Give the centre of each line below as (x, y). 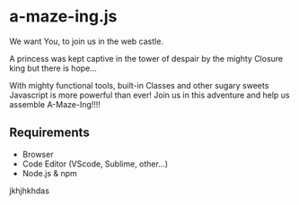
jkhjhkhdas (29, 191)
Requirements (49, 133)
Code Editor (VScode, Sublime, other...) (95, 164)
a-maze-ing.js (63, 17)
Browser (38, 154)
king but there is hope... (53, 68)
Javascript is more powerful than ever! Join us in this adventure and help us (149, 95)
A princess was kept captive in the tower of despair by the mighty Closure (146, 58)
